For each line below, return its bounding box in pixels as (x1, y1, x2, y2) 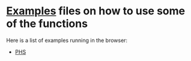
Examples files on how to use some (6, 4, 185, 18)
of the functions (6, 17, 88, 30)
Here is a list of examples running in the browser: (6, 36, 128, 44)
